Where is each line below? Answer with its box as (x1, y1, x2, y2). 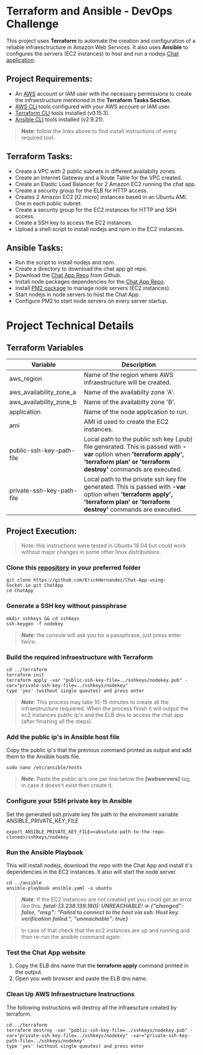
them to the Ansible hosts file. (6, 753, 80, 760)
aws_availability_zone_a (9, 388, 77, 397)
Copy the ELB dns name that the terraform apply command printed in (14, 962, 189, 969)
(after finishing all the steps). (21, 718, 93, 725)
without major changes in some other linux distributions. (21, 549, 161, 556)
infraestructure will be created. (83, 378, 171, 387)
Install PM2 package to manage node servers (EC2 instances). (14, 284, 171, 292)
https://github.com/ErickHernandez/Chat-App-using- (33, 577, 166, 583)
